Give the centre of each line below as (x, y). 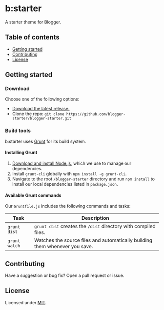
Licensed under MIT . (26, 302)
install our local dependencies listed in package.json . (65, 184)
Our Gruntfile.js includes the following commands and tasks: (68, 206)
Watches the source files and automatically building (93, 240)
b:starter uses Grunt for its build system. (46, 141)
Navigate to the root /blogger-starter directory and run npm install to (83, 179)
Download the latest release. (41, 109)
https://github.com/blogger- (96, 114)
